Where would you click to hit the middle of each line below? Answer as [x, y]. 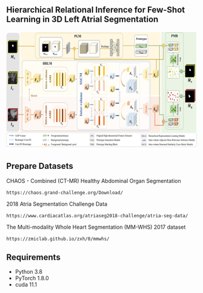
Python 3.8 [28, 272]
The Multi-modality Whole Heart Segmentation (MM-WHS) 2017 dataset [96, 227]
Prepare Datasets [40, 166]
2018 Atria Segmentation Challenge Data [57, 204]
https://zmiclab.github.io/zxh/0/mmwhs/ [58, 239]
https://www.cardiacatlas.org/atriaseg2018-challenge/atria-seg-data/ [97, 216]
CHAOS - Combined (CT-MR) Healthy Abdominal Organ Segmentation [94, 180]
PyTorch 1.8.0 [32, 278]
